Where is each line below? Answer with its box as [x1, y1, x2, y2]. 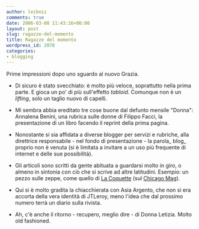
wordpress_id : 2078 [6, 43, 55, 49]
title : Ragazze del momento [6, 37, 77, 43]
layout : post [6, 25, 39, 32]
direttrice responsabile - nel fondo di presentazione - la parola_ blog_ [14, 137, 186, 145]
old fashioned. [14, 217, 51, 224]
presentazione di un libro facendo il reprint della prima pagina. [14, 119, 170, 127]
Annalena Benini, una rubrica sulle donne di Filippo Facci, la [14, 113, 163, 120]
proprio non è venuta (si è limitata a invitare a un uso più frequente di [14, 143, 186, 151]
